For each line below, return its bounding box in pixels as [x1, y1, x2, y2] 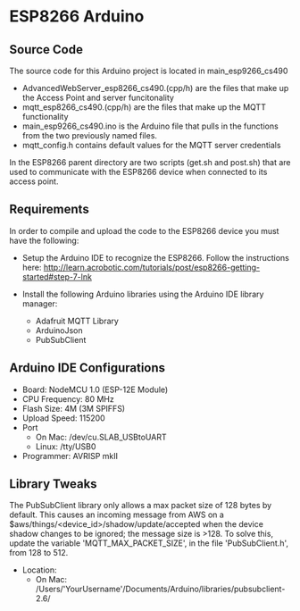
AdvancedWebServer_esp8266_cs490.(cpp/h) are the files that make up [21, 83, 289, 93]
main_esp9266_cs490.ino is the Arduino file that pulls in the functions [21, 121, 279, 131]
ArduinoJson [35, 324, 83, 336]
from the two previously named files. [21, 130, 158, 140]
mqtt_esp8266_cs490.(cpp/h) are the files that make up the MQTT [21, 102, 266, 113]
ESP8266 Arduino [9, 6, 145, 27]
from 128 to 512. [9, 548, 69, 558]
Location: [21, 565, 57, 575]
